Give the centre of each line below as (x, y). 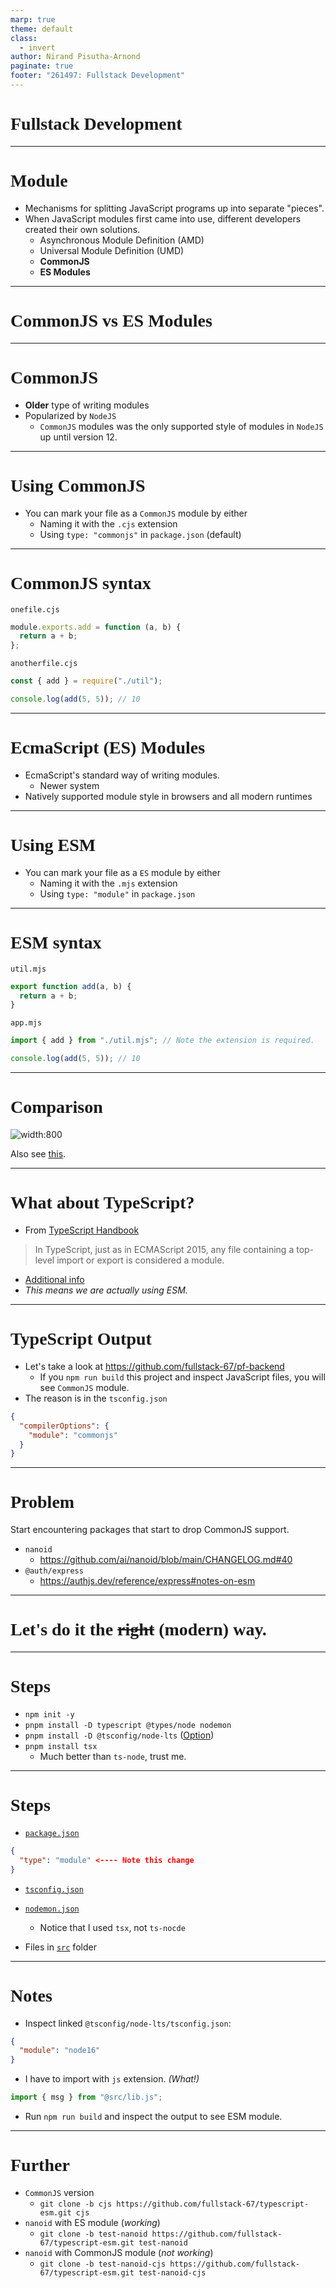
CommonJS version (59, 2192)
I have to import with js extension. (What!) (112, 2079)
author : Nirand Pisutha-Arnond (75, 57)
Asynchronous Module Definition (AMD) (122, 240)
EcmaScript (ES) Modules (108, 747)
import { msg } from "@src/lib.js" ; (86, 2097)
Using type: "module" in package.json (117, 893)
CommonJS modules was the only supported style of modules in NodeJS (181, 426)
